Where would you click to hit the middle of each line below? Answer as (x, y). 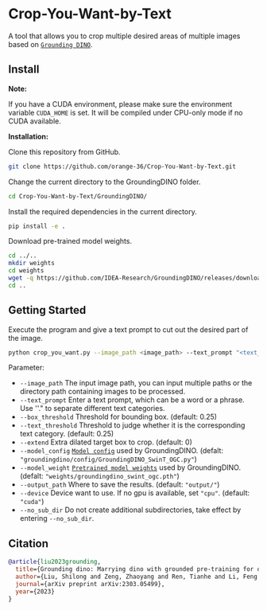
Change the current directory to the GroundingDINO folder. (104, 182)
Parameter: (27, 368)
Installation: (29, 136)
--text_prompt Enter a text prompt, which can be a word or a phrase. (132, 400)
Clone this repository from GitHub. (64, 151)
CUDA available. (35, 121)
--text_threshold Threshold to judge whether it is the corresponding (132, 425)
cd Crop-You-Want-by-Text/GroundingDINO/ (78, 196)
